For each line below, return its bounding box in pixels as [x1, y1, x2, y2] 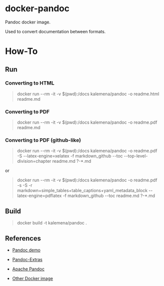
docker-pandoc [5, 3, 70, 14]
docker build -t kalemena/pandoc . [17, 220, 87, 226]
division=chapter [17, 158, 51, 164]
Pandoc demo [12, 247, 41, 253]
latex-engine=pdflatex [17, 193, 62, 198]
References [5, 234, 41, 242]
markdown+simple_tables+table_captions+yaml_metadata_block [17, 188, 148, 194]
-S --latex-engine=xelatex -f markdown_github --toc [17, 153, 123, 159]
